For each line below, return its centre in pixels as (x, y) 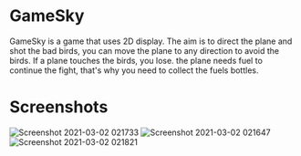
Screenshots (59, 107)
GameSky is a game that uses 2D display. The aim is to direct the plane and (151, 41)
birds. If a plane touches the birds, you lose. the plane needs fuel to (136, 60)
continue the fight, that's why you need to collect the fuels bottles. (134, 70)
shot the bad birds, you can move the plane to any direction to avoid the (145, 50)
